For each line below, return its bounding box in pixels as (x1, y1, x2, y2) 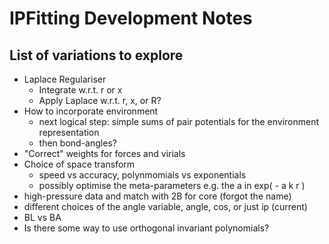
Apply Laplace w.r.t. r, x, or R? (38, 95, 162, 106)
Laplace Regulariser (23, 73, 107, 85)
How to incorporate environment (23, 105, 159, 117)
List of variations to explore (9, 47, 184, 64)
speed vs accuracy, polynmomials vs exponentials (38, 169, 247, 181)
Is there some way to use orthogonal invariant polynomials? (23, 222, 270, 234)
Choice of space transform (23, 158, 136, 170)
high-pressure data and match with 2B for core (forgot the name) (23, 190, 292, 202)
